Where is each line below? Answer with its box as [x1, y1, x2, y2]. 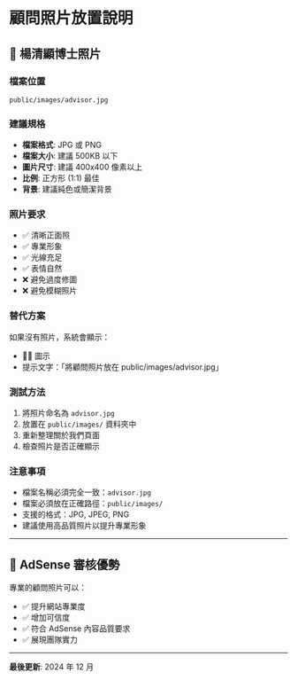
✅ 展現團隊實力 [21, 635, 78, 645]
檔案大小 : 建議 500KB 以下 [21, 151, 118, 161]
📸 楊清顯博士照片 [9, 46, 102, 61]
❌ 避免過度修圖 [21, 274, 78, 285]
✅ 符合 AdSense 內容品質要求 [21, 623, 131, 634]
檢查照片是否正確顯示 [21, 441, 100, 452]
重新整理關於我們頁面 [21, 430, 100, 441]
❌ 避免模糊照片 [21, 285, 78, 296]
